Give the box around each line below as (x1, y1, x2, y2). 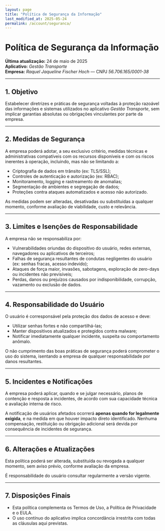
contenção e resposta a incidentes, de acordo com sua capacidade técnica (5, 396, 158, 402)
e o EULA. (12, 509, 33, 516)
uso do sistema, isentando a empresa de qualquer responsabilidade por (5, 353, 151, 359)
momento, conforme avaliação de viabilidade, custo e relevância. (5, 203, 137, 209)
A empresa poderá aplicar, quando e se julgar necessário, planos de (5, 391, 143, 396)
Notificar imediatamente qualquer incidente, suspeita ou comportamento (12, 334, 160, 339)
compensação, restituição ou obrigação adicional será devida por (5, 421, 138, 427)
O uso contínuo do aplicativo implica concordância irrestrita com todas (12, 515, 156, 521)
